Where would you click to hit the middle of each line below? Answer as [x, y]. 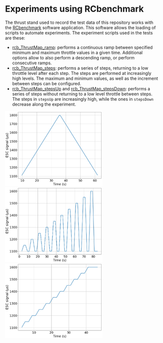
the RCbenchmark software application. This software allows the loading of [81, 27]
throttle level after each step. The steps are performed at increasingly [82, 73]
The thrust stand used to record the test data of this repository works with [79, 22]
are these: [15, 38]
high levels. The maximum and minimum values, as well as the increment [85, 78]
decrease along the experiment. [44, 104]
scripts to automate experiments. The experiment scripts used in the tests [79, 33]
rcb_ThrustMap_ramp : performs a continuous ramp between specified [82, 47]
